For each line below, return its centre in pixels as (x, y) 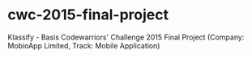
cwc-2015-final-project (88, 15)
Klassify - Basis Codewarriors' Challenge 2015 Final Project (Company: (126, 37)
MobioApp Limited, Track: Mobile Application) (84, 45)
